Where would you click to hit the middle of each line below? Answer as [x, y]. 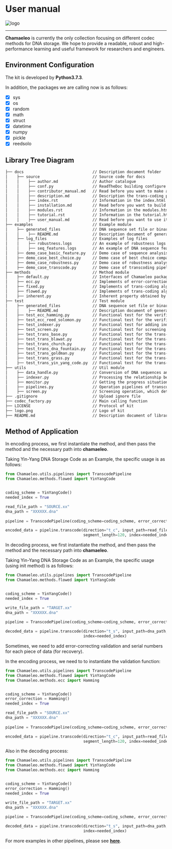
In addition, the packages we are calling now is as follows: [67, 87]
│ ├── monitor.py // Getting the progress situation [87, 382]
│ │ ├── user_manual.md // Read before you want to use [83, 220]
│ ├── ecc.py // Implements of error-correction [87, 282]
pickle [19, 138]
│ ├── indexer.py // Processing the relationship [83, 377]
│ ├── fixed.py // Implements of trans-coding [82, 287]
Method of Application [42, 432]
